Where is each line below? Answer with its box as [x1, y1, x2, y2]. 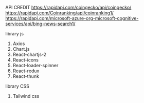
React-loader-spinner [12, 63, 59, 68]
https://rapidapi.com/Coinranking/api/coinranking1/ [5, 10, 114, 16]
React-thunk [12, 73, 40, 79]
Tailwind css [12, 93, 40, 99]
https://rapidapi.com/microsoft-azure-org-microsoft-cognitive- [5, 15, 139, 21]
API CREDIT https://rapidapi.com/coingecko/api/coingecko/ [5, 5, 132, 10]
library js [5, 31, 24, 36]
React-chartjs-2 [12, 51, 47, 57]
